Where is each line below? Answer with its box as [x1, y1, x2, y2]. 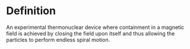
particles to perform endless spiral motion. [6, 36, 110, 43]
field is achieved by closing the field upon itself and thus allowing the [6, 30, 175, 37]
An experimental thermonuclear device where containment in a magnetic [6, 24, 185, 31]
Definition [6, 4, 56, 18]
